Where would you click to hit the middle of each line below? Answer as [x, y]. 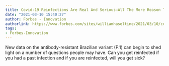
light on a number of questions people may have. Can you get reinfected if [82, 52]
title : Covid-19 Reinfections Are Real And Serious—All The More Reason [83, 10]
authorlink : [18, 24]
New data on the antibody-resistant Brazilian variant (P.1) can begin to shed [83, 47]
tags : [11, 28]
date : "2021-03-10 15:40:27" [36, 14]
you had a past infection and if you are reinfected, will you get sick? [75, 58]
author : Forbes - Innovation [36, 19]
